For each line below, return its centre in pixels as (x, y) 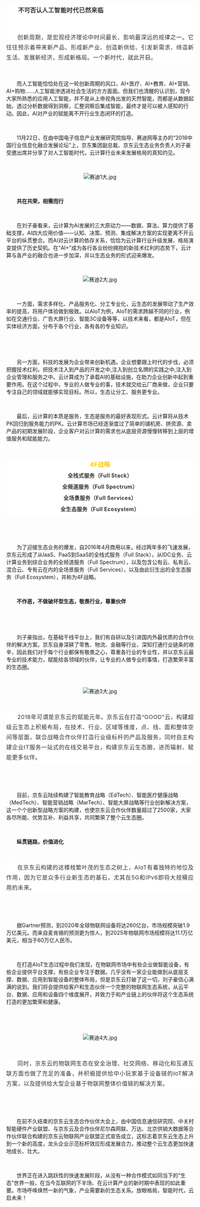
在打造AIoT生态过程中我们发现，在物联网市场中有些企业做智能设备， (101, 964)
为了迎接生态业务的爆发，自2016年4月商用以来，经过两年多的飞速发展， (105, 547)
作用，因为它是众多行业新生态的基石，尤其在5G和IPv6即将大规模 (97, 877)
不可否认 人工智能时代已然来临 (61, 10)
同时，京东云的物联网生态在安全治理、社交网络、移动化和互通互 (106, 1063)
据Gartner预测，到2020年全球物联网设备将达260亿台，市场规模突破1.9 (104, 925)
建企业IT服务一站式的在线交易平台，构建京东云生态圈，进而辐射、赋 (100, 747)
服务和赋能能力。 (32, 438)
